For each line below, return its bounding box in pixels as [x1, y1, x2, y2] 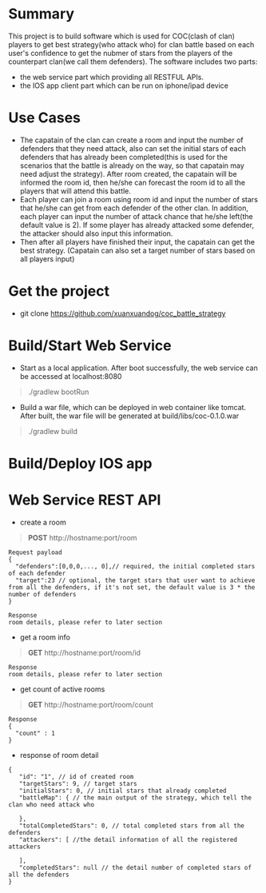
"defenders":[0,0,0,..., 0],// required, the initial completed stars [15, 562, 256, 570]
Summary [8, 5, 74, 23]
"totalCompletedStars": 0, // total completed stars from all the [18, 821, 245, 830]
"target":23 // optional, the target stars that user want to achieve [15, 576, 256, 584]
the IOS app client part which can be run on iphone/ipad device [19, 81, 229, 90]
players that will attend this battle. [19, 185, 132, 196]
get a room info [19, 632, 70, 642]
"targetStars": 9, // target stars [18, 779, 137, 787]
